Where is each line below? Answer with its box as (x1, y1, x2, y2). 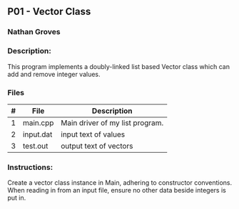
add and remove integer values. (7, 70, 101, 78)
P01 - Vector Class (7, 6, 91, 18)
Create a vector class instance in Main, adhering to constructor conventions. (7, 178, 233, 187)
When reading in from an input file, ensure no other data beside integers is (7, 186, 226, 195)
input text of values (60, 129, 126, 139)
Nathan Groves (7, 27, 61, 37)
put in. (7, 193, 26, 202)
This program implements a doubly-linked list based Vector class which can (7, 62, 230, 70)
